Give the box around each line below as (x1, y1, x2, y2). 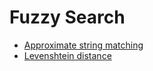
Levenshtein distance (23, 49, 112, 61)
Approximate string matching (23, 39, 144, 51)
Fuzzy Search (9, 6, 126, 29)
